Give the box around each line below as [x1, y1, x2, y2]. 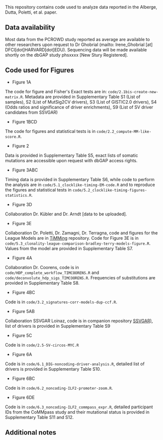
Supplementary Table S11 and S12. [5, 414, 74, 420]
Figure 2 [12, 143, 29, 148]
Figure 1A [12, 79, 31, 85]
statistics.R [5, 193, 32, 198]
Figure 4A [12, 255, 33, 261]
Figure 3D [12, 201, 33, 207]
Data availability [5, 23, 55, 32]
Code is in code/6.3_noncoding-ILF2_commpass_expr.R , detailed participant [5, 404, 153, 410]
